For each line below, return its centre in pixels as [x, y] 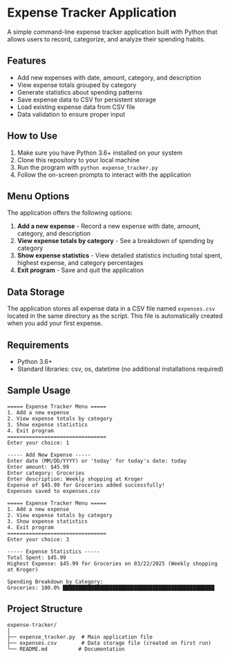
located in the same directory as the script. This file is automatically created [115, 316]
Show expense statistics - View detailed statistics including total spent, [119, 255]
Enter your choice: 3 [38, 539]
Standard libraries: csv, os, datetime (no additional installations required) [120, 369]
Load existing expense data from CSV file [76, 107]
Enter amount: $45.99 [38, 467]
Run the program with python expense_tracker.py [87, 167]
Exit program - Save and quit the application [80, 270]
